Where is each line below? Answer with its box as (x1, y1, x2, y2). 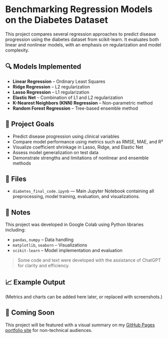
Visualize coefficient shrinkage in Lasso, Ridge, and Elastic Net (12, 144, 143, 150)
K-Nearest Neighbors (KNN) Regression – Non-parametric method (12, 100, 153, 106)
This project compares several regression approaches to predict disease (5, 31, 156, 37)
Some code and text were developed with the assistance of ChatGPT (17, 257, 161, 263)
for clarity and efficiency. (17, 263, 70, 269)
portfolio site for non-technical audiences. (5, 327, 93, 333)
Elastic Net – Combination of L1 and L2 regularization (12, 94, 123, 101)
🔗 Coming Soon (5, 308, 54, 317)
